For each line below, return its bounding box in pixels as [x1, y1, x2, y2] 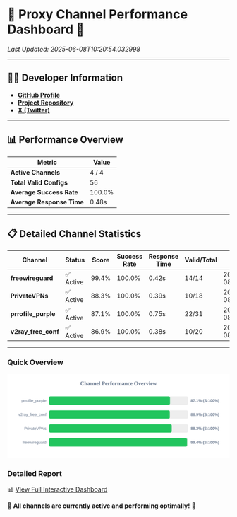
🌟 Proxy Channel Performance [7, 6, 188, 23]
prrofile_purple [10, 309, 56, 318]
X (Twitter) [17, 105, 51, 114]
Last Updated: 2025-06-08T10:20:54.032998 [7, 45, 141, 53]
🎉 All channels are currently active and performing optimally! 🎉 [7, 501, 196, 510]
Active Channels [10, 168, 61, 177]
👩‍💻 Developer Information [7, 72, 123, 84]
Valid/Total [184, 256, 217, 265]
